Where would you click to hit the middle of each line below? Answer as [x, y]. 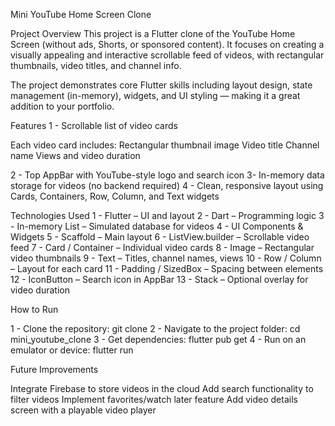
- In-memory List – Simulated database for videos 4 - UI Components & [157, 226]
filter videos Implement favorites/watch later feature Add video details [154, 399]
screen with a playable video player [83, 410]
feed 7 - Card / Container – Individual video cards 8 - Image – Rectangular [162, 247]
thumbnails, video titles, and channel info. [96, 65]
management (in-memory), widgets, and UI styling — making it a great [155, 95]
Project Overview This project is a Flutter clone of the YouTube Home [153, 33]
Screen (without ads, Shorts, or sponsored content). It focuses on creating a [167, 44]
